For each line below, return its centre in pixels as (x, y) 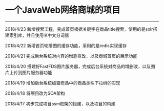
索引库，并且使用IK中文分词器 (39, 35)
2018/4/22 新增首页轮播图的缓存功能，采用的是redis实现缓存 (66, 45)
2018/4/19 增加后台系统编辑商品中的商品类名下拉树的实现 (63, 83)
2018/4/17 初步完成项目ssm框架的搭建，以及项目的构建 (60, 104)
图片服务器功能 (37, 72)
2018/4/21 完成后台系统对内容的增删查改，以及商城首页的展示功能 (71, 56)
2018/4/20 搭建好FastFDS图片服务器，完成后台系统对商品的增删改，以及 (78, 66)
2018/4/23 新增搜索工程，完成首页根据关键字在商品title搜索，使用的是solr (79, 29)
